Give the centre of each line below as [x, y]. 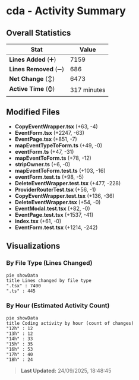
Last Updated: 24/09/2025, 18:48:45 [66, 370]
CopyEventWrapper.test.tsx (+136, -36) [64, 196]
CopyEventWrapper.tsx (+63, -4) [56, 126]
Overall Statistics [39, 33]
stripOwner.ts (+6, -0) [42, 164]
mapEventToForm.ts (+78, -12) [53, 158]
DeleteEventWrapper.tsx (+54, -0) [58, 202]
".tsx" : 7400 [24, 286]
